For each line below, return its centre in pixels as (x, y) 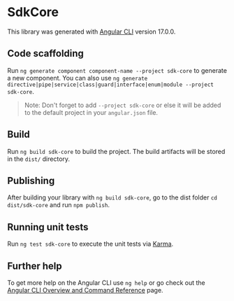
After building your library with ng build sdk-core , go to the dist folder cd (112, 197)
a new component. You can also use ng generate (78, 78)
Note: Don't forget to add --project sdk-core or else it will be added (123, 105)
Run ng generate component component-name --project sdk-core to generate (117, 70)
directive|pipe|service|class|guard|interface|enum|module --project (111, 85)
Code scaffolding (45, 54)
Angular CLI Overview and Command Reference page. (85, 290)
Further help (35, 266)
